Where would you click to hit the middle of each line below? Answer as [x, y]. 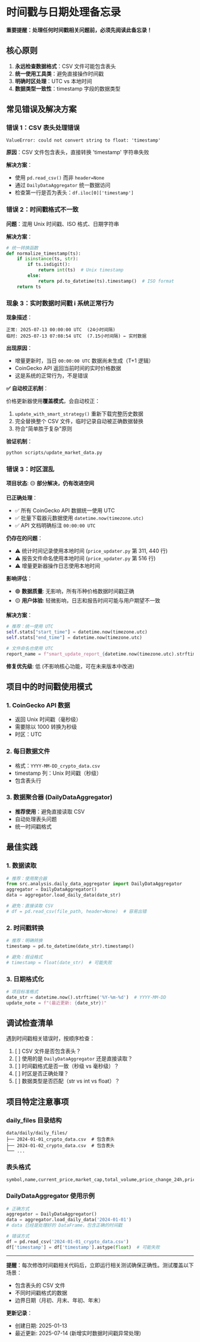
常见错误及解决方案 [41, 109]
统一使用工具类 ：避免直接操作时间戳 [59, 74]
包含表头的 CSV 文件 [40, 1285]
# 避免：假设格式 [24, 957]
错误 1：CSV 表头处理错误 [43, 128]
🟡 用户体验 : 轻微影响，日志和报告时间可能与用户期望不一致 [87, 601]
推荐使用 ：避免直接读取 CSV [50, 811]
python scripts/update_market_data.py [54, 453]
